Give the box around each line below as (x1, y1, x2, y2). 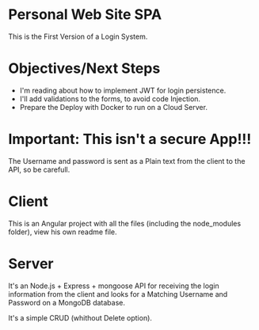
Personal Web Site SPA (8, 6, 162, 24)
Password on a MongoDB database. (8, 298, 125, 307)
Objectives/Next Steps (8, 59, 161, 78)
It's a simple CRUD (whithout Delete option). (8, 313, 153, 322)
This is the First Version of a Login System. (8, 32, 148, 41)
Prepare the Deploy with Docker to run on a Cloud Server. (19, 102, 208, 112)
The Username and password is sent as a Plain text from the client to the (8, 156, 246, 165)
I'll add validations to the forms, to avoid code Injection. (19, 93, 200, 104)
